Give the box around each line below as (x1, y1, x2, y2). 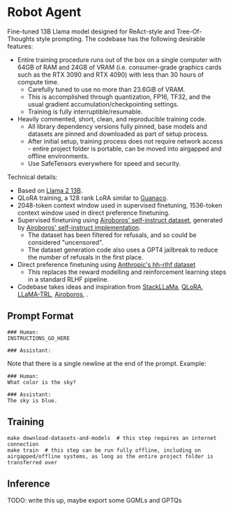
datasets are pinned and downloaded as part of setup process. (27, 130, 209, 138)
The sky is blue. (7, 397, 58, 404)
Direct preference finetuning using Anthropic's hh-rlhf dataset (17, 260, 196, 268)
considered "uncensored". (27, 238, 103, 246)
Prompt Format (7, 310, 74, 322)
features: (7, 42, 33, 50)
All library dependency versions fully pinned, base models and (27, 122, 208, 130)
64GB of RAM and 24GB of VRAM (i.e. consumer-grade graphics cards (17, 63, 222, 71)
